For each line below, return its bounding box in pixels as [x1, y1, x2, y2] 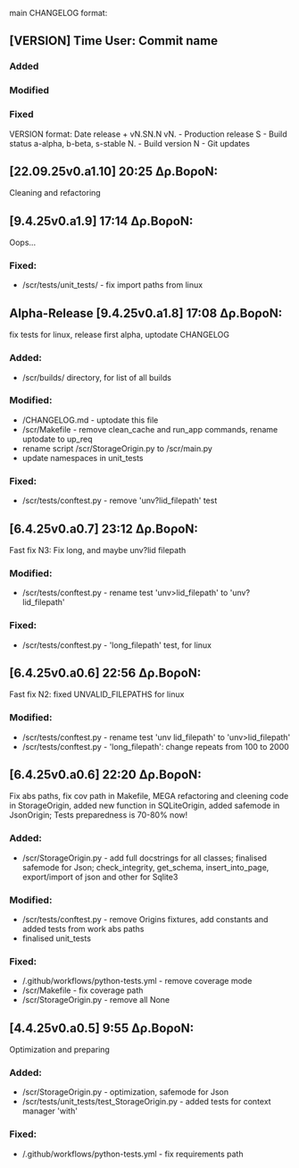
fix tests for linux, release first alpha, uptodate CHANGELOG [9, 330, 230, 340]
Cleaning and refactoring [9, 188, 101, 198]
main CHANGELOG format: [9, 8, 108, 18]
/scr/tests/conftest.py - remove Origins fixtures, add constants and [21, 914, 269, 925]
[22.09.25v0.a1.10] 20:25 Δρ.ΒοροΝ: [9, 164, 219, 179]
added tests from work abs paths [21, 924, 145, 935]
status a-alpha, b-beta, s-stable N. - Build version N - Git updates [9, 138, 250, 148]
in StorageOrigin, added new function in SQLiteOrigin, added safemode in [9, 800, 280, 811]
